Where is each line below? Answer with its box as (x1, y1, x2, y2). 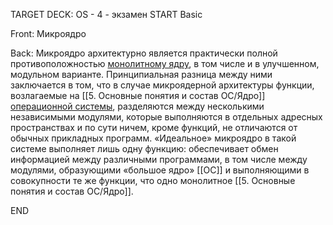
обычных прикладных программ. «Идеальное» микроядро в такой (10, 132, 297, 144)
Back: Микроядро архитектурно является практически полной (10, 47, 278, 59)
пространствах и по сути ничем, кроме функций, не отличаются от (10, 122, 298, 133)
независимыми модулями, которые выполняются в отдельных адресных (10, 111, 323, 123)
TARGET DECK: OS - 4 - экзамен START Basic (10, 9, 203, 20)
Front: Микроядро (10, 28, 87, 39)
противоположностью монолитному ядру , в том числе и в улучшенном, (10, 58, 320, 69)
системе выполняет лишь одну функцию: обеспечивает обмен (10, 143, 279, 154)
